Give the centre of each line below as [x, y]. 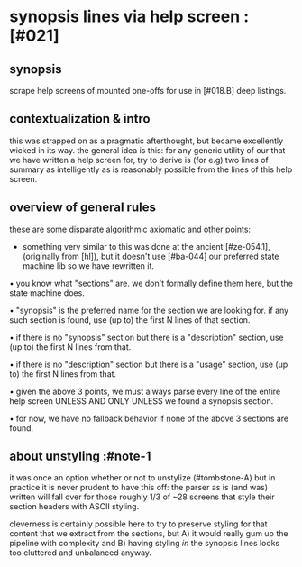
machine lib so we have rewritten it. [88, 265]
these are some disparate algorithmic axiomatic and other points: [130, 229]
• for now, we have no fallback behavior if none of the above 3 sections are [149, 418]
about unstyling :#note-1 [80, 457]
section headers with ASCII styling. [74, 507]
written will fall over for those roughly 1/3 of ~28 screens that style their [142, 497]
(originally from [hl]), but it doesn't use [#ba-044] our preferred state [151, 256]
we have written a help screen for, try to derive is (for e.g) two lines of [139, 160]
